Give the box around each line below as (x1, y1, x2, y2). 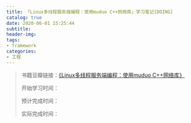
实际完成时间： (21, 110, 59, 117)
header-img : (6, 32, 36, 38)
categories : (6, 48, 36, 55)
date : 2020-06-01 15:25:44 (6, 20, 75, 26)
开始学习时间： (21, 84, 59, 91)
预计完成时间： (21, 97, 59, 104)
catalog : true (6, 15, 43, 21)
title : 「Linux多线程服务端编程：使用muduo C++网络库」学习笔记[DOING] (6, 8, 173, 15)
